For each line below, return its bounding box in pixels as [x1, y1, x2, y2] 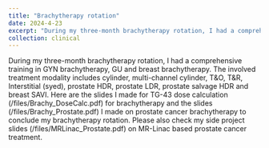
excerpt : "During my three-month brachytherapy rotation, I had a [8, 26, 235, 34]
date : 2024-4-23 [8, 19, 62, 27]
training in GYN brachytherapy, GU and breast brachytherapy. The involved [8, 65, 256, 74]
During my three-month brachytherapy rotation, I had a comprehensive [8, 56, 243, 66]
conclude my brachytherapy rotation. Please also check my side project [8, 115, 245, 125]
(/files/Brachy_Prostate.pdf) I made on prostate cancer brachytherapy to [8, 107, 247, 117]
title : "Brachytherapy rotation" [8, 11, 120, 20]
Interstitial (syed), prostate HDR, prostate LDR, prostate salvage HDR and [8, 82, 249, 91]
